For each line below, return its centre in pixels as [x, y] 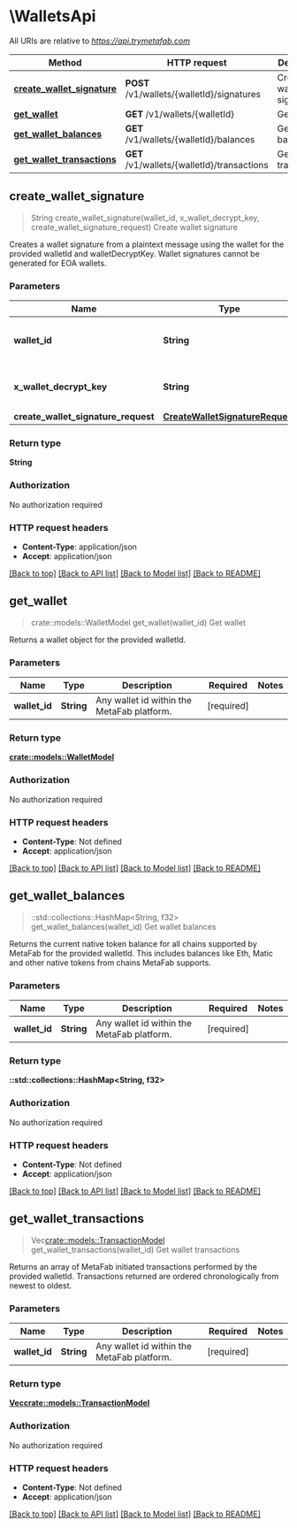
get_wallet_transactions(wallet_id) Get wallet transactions [135, 1249]
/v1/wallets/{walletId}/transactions [197, 165]
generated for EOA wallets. [58, 263]
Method [65, 62]
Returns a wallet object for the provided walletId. [98, 640]
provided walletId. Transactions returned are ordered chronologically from [144, 1276]
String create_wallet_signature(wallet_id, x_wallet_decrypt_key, [145, 218]
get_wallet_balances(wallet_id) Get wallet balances [123, 926]
